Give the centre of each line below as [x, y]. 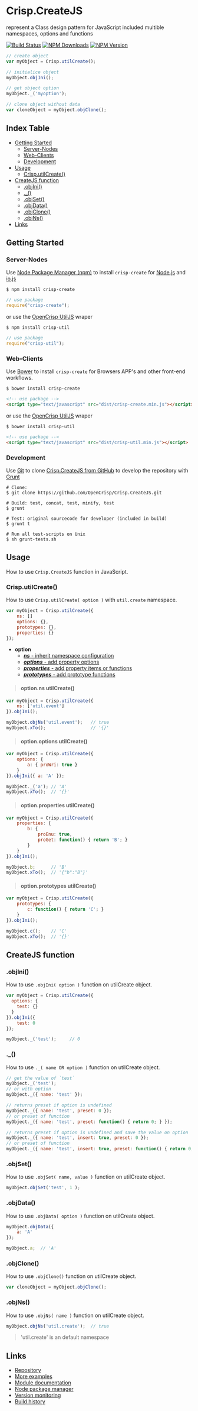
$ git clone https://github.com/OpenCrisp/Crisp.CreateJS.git [84, 493]
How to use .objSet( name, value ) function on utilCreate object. [86, 1177]
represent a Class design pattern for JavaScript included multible [85, 27]
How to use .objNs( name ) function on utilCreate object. [75, 1315]
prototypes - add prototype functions [70, 675]
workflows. [20, 378]
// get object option [33, 88]
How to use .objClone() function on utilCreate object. [71, 1276]
